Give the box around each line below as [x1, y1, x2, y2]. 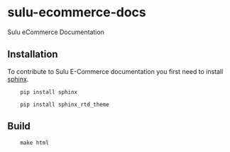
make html [20, 139, 50, 146]
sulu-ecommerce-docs [7, 4, 147, 21]
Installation [7, 48, 58, 60]
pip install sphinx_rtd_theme [20, 101, 110, 108]
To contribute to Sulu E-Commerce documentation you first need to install [7, 67, 224, 75]
